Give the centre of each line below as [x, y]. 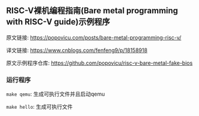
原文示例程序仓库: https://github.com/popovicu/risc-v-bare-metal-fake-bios [99, 63]
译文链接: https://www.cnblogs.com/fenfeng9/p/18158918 [77, 50]
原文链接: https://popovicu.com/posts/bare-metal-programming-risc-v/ [94, 37]
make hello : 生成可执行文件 [39, 107]
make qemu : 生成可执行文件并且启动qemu [56, 94]
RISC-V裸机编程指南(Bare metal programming [92, 11]
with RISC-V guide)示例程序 [58, 22]
